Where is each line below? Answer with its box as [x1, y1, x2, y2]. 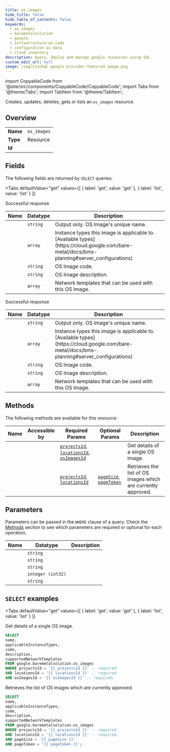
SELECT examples [5, 594, 59, 603]
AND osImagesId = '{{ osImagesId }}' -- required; [5, 675, 114, 681]
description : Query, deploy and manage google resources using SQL [5, 54, 151, 60]
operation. [5, 529, 27, 536]
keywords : [5, 21, 26, 27]
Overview [5, 113, 37, 122]
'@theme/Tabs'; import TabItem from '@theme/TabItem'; [5, 89, 123, 95]
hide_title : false [5, 12, 44, 17]
